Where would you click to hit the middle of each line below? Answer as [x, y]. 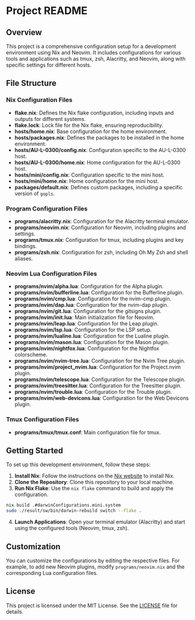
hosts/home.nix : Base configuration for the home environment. [91, 131]
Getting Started [35, 450]
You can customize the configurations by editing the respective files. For [93, 560]
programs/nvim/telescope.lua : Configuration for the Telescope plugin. [100, 380]
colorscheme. [31, 355]
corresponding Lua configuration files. [52, 573]
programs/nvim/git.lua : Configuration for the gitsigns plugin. [88, 311]
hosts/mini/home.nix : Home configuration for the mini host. [86, 181]
